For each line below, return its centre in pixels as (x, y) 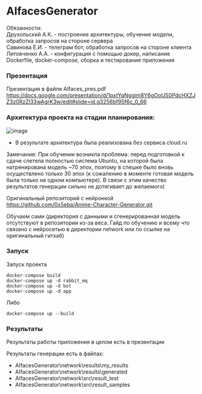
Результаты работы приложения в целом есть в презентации (86, 342)
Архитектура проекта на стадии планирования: (81, 117)
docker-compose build (34, 275)
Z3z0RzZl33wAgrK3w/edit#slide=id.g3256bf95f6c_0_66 (77, 102)
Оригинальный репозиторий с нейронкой (60, 198)
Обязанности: (24, 28)
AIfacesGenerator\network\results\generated (71, 372)
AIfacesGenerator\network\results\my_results (72, 366)
